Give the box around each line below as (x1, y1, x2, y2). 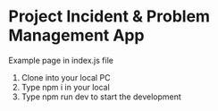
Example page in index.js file (8, 55, 113, 65)
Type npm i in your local (21, 81, 111, 92)
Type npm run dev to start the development (21, 91, 182, 102)
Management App (8, 25, 145, 46)
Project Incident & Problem (8, 6, 211, 27)
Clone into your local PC (21, 72, 111, 82)
